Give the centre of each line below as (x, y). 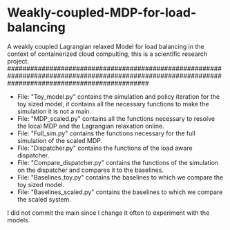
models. (19, 220)
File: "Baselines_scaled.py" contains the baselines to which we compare (120, 192)
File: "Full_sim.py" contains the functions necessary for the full (106, 133)
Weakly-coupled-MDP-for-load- (102, 13)
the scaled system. (44, 199)
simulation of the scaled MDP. (60, 140)
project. (18, 61)
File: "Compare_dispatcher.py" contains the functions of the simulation (118, 162)
